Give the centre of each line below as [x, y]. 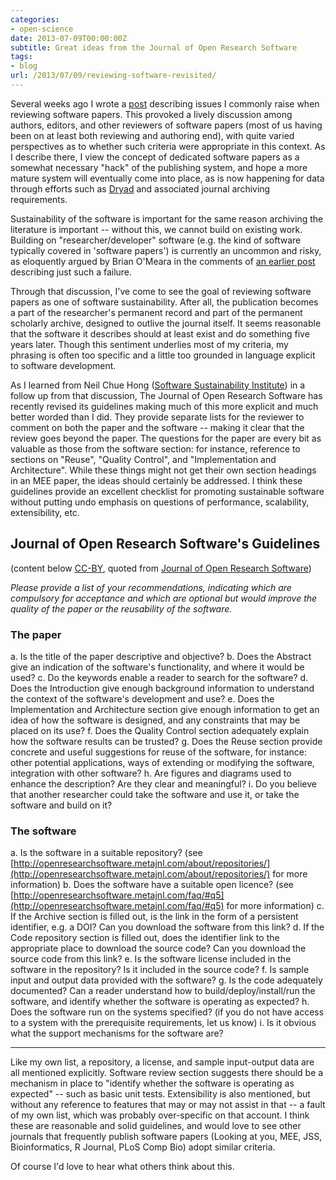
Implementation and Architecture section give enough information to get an [165, 709]
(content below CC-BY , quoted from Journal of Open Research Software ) [161, 568]
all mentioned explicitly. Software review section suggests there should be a [167, 1073]
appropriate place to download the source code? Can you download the [158, 948]
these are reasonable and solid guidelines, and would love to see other [156, 1126]
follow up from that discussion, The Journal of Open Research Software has [166, 395]
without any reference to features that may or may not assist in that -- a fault [168, 1105]
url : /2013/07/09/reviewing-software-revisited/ [113, 76]
